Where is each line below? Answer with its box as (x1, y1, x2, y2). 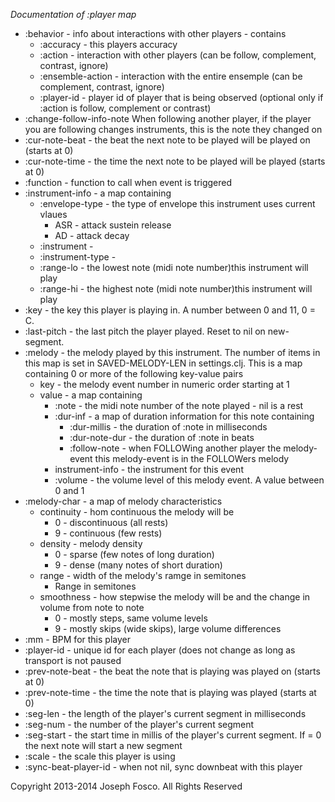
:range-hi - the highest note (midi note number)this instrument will (39, 283, 313, 294)
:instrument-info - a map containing (24, 187, 172, 199)
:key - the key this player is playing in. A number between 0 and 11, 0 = (24, 304, 316, 316)
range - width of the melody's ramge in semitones (39, 570, 247, 581)
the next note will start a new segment (24, 740, 183, 751)
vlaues (39, 209, 68, 220)
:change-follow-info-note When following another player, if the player (24, 113, 312, 124)
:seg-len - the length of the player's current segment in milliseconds (24, 708, 307, 719)
